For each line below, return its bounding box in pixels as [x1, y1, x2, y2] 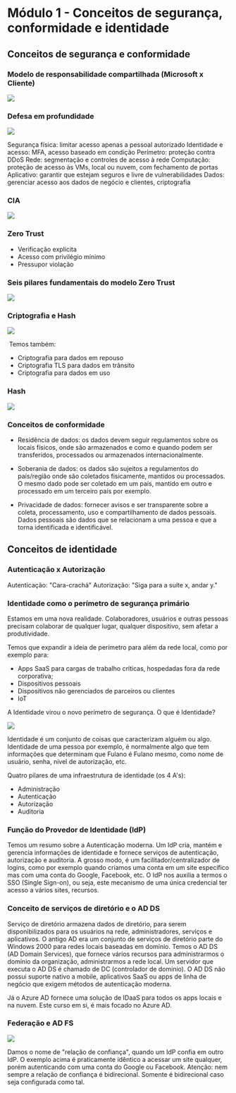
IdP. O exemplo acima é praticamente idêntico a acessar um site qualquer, [7, 1055, 223, 1063]
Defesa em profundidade [7, 111, 94, 121]
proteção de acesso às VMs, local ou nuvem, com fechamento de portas [7, 163, 218, 172]
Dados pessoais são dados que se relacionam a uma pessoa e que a [17, 515, 217, 524]
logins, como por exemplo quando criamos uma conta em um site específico [7, 864, 230, 872]
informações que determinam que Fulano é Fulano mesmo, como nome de [7, 750, 224, 758]
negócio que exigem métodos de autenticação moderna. [7, 979, 172, 988]
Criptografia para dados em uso [17, 369, 111, 377]
